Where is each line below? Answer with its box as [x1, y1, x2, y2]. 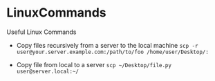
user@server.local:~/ [16, 68, 79, 75]
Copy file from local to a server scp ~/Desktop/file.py [16, 60, 172, 69]
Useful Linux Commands [6, 28, 77, 36]
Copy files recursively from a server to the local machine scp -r [16, 41, 198, 49]
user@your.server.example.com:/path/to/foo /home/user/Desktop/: [16, 48, 209, 55]
